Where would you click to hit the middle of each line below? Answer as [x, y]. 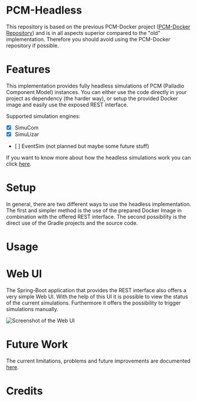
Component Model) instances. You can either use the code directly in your [96, 92]
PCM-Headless [44, 10]
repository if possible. [32, 46]
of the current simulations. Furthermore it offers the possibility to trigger [93, 303]
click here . [19, 164]
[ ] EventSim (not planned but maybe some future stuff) [82, 146]
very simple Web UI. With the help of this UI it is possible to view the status [97, 297]
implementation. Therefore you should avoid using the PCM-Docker [88, 39]
